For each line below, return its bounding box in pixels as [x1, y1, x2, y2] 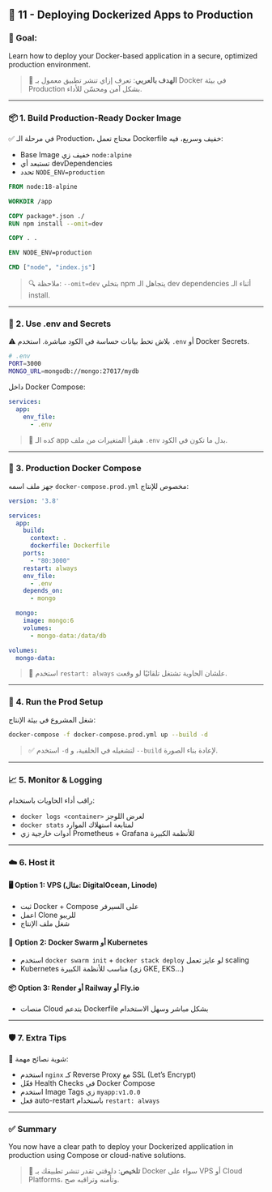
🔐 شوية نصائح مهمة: [8, 1053, 69, 1063]
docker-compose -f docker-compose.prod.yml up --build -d [8, 731, 208, 739]
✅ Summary [8, 1123, 57, 1134]
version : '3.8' [8, 496, 60, 505]
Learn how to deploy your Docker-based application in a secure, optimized [8, 50, 257, 61]
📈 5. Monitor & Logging [8, 774, 103, 785]
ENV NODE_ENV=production [8, 249, 92, 257]
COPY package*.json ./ [8, 212, 85, 220]
